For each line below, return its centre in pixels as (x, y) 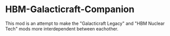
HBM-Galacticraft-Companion (70, 9)
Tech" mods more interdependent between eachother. (62, 28)
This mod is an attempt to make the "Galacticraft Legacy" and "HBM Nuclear (85, 23)
